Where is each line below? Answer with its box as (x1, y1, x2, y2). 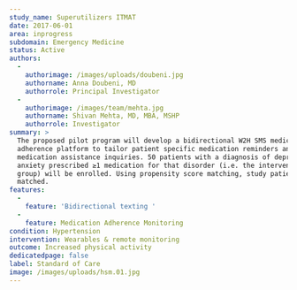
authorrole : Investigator (25, 120, 121, 129)
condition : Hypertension (9, 226, 101, 235)
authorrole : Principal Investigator (25, 87, 161, 95)
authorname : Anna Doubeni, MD (25, 79, 137, 88)
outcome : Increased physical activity (9, 243, 152, 252)
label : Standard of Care (9, 260, 101, 269)
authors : (9, 54, 42, 63)
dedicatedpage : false (9, 251, 89, 261)
